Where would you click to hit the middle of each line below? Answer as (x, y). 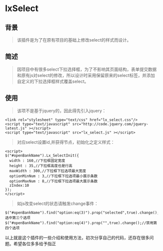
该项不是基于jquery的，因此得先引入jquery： (62, 111)
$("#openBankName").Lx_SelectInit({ (42, 155)
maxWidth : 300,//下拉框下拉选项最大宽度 (48, 171)
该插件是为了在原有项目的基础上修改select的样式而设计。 (74, 40)
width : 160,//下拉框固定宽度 (37, 161)
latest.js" (16, 128)
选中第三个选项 (18, 218)
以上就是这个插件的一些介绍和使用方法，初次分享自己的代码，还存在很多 (77, 237)
